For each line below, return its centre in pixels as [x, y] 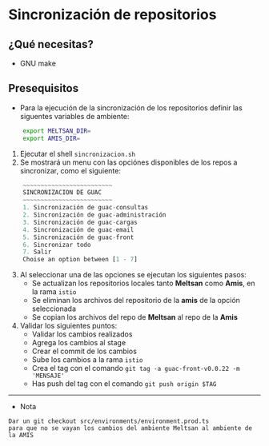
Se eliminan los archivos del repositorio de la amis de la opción [136, 301]
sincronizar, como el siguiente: [70, 170]
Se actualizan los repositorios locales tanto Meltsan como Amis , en [143, 283]
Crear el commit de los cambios [84, 351]
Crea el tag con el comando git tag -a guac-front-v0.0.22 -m [136, 368]
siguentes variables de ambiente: [74, 116]
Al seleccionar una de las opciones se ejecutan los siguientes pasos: [133, 275]
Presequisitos [44, 88]
